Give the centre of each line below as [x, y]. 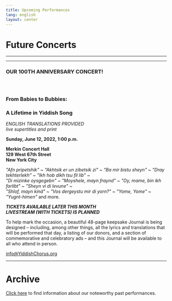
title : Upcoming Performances [38, 10]
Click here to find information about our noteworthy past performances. [81, 293]
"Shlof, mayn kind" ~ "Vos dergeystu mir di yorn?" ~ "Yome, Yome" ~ [79, 191]
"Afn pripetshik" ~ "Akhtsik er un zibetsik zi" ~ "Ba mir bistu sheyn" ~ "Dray [85, 170]
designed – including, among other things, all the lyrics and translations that [85, 228]
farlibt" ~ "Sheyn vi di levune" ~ [39, 186]
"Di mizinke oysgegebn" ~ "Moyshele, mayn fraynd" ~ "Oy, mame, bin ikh [83, 181]
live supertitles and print [31, 129]
